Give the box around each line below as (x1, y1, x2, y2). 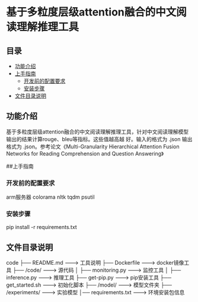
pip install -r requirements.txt (6, 224, 77, 231)
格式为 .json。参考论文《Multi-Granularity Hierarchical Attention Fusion (6, 143, 180, 150)
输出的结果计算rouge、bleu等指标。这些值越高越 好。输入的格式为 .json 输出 (6, 135, 193, 142)
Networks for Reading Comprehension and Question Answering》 (6, 150, 164, 157)
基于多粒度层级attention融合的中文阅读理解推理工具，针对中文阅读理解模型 (6, 128, 189, 135)
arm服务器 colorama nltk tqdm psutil (6, 193, 95, 201)
